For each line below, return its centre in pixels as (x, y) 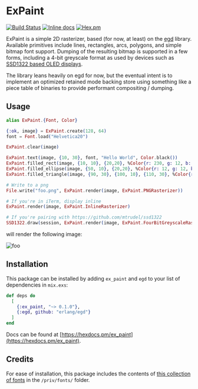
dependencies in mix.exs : (37, 285)
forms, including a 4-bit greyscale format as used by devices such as (90, 57)
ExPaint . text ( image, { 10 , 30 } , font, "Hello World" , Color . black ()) (92, 158)
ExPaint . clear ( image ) (33, 147)
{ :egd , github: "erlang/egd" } (54, 312)
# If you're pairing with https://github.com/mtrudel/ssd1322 (84, 217)
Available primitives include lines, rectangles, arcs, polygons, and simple (94, 45)
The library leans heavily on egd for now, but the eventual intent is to (89, 75)
